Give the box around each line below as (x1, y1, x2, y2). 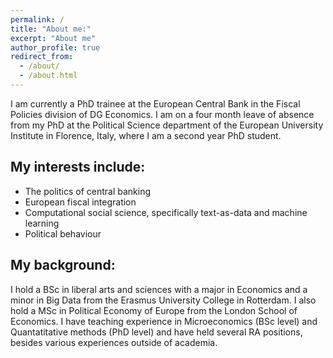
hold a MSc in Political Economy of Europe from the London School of (10, 304, 298, 316)
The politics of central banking (24, 185, 152, 197)
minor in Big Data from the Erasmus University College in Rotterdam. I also (10, 294, 317, 306)
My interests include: (10, 159, 146, 176)
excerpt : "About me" (10, 33, 97, 43)
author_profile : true (10, 42, 101, 53)
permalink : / (10, 14, 65, 25)
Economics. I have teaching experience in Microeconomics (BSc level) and (10, 315, 318, 327)
